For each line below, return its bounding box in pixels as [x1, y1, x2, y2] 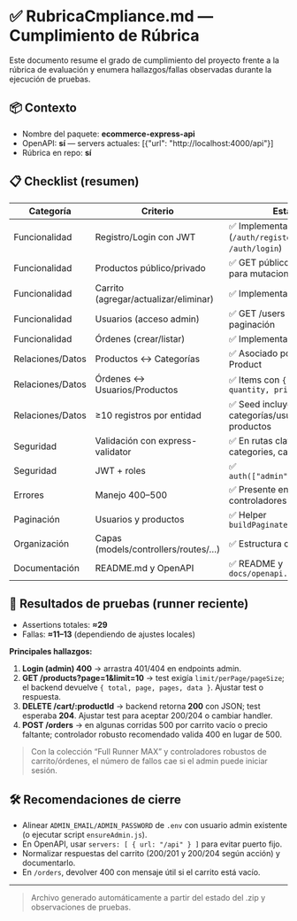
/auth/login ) [228, 242, 283, 254]
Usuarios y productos [95, 513, 185, 525]
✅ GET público [228, 256, 290, 268]
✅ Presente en [228, 483, 289, 495]
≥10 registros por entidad [95, 409, 202, 422]
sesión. [30, 765, 57, 776]
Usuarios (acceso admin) [95, 313, 201, 325]
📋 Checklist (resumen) [9, 174, 140, 190]
